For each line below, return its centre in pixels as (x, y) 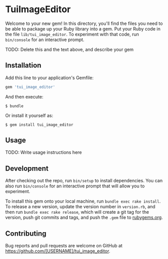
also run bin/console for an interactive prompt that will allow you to (75, 186)
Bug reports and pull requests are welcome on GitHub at (64, 246)
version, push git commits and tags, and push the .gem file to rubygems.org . (84, 217)
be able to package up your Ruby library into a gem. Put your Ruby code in (83, 28)
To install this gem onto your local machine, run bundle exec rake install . (83, 201)
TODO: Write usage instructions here (44, 152)
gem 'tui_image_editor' (30, 87)
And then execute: (24, 96)
